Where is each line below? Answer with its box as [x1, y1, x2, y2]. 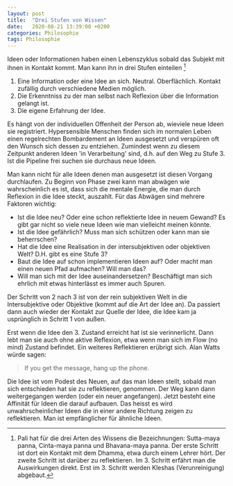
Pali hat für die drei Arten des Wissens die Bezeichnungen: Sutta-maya [17, 434, 221, 442]
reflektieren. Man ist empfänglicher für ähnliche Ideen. [7, 414, 163, 422]
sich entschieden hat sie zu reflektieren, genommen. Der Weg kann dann [7, 384, 216, 392]
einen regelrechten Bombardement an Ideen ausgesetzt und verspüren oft [7, 134, 220, 143]
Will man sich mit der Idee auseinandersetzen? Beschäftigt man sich [17, 272, 213, 280]
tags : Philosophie [7, 36, 60, 43]
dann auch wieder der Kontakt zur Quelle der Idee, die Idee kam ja [7, 307, 196, 315]
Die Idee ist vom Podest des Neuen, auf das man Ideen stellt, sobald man [7, 377, 216, 385]
